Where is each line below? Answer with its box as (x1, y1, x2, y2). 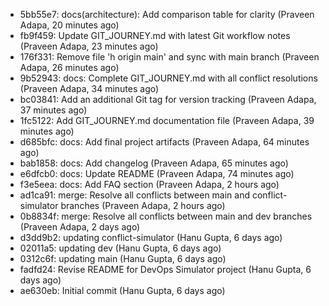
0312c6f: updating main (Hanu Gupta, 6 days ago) (19, 253, 227, 264)
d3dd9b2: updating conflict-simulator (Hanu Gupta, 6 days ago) (19, 232, 283, 243)
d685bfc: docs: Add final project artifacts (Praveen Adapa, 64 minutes (19, 136, 310, 148)
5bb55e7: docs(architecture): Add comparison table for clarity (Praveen (19, 9, 315, 20)
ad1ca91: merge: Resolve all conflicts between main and (19, 189, 251, 201)
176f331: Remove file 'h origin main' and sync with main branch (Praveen (19, 51, 320, 63)
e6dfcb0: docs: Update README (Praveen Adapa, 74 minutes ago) (19, 168, 295, 179)
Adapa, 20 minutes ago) (19, 19, 120, 31)
